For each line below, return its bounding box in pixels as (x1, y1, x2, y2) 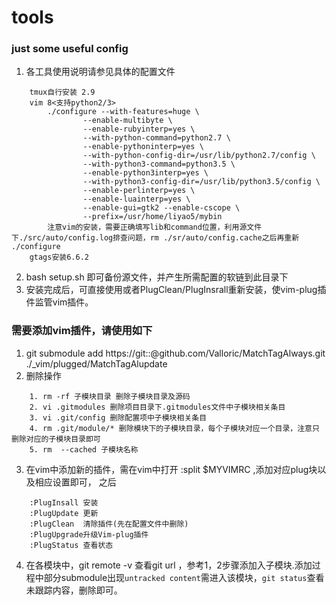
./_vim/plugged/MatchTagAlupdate (25, 357, 168, 370)
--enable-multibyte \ (82, 116, 173, 126)
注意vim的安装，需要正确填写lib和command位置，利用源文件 (47, 222, 263, 233)
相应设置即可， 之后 (34, 476, 117, 488)
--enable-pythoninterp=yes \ (82, 142, 204, 152)
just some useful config (11, 42, 129, 56)
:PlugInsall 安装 (29, 497, 99, 508)
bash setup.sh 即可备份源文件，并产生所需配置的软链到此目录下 (25, 271, 289, 283)
